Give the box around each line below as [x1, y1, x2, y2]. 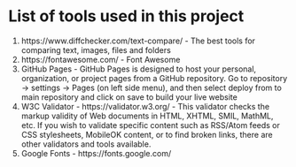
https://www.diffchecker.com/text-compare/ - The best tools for [20, 35, 256, 46]
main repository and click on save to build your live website [20, 91, 238, 102]
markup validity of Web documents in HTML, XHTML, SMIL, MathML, [20, 110, 274, 121]
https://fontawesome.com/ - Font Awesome [20, 54, 181, 65]
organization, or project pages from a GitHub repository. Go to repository [20, 72, 288, 83]
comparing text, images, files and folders [20, 44, 172, 55]
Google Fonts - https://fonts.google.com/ [20, 148, 172, 158]
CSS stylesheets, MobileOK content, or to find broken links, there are [20, 129, 273, 140]
